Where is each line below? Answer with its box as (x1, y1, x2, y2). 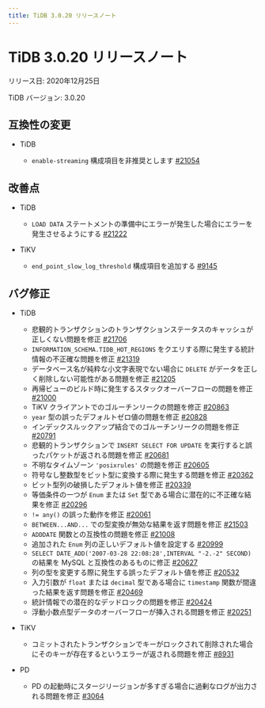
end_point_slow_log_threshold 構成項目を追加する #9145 (31, 261, 218, 271)
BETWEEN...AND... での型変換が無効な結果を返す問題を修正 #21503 (31, 520, 248, 529)
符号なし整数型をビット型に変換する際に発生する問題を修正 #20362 (31, 470, 254, 479)
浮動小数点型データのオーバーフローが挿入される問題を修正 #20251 (31, 607, 252, 616)
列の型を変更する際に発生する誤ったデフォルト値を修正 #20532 (31, 568, 240, 577)
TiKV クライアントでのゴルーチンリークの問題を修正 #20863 (31, 402, 229, 412)
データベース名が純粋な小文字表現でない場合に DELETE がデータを (31, 364, 244, 373)
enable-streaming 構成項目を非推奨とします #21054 (31, 156, 200, 166)
